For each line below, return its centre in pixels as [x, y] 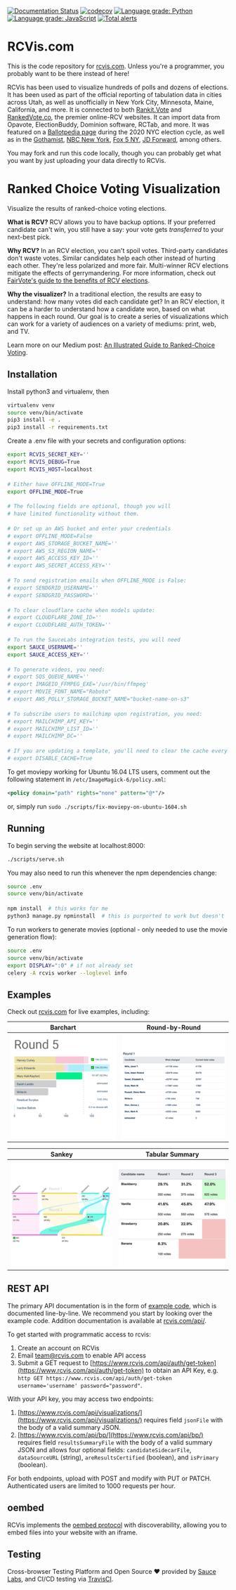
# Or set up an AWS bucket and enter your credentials [89, 528]
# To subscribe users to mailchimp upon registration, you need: [105, 714]
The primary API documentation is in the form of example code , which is [112, 1305]
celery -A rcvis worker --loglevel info [67, 973]
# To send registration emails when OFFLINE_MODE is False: [97, 581]
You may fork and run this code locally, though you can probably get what [114, 153]
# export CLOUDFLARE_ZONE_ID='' [54, 618]
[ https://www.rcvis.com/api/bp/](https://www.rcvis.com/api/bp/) [110, 1435]
